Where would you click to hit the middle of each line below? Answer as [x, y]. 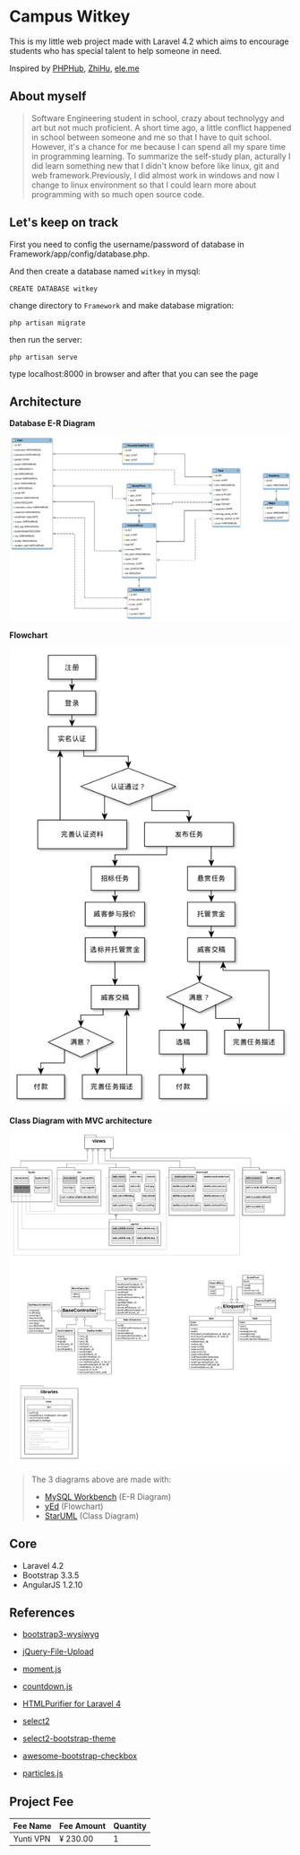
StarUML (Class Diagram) [92, 1515]
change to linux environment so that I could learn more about [144, 185]
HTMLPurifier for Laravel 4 [71, 1704]
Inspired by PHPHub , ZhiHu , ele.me [75, 68]
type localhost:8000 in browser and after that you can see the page [134, 373]
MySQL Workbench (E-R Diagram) [108, 1496]
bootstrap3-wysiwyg [61, 1634]
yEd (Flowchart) [74, 1506]
